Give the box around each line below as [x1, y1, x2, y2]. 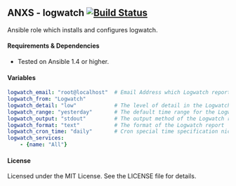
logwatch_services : [7, 135, 65, 142]
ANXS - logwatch [7, 7, 85, 19]
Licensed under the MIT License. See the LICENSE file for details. [7, 172, 197, 180]
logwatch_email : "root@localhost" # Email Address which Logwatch [7, 89, 209, 96]
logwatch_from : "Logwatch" [7, 95, 86, 102]
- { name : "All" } [20, 141, 68, 148]
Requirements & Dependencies [7, 41, 100, 50]
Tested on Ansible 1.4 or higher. [17, 58, 110, 66]
